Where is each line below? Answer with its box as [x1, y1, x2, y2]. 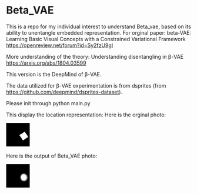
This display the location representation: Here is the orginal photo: [6, 111, 166, 118]
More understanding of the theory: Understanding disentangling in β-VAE [6, 53, 184, 60]
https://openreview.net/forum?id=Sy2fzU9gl [6, 42, 113, 49]
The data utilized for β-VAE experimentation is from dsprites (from [6, 82, 166, 89]
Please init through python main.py [6, 99, 91, 106]
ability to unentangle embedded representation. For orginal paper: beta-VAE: [6, 29, 192, 36]
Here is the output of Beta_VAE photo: [6, 152, 98, 159]
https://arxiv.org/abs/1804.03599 [6, 59, 86, 66]
